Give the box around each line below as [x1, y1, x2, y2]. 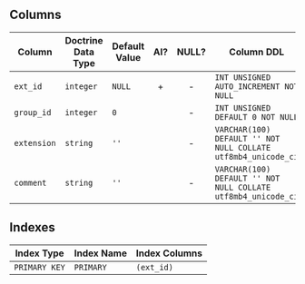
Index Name [74, 247, 127, 260]
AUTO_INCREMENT [214, 81, 280, 92]
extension [14, 138, 56, 148]
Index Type [15, 247, 65, 260]
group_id [14, 107, 52, 117]
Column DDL [229, 45, 285, 58]
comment [14, 177, 47, 188]
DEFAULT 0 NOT [214, 112, 276, 122]
